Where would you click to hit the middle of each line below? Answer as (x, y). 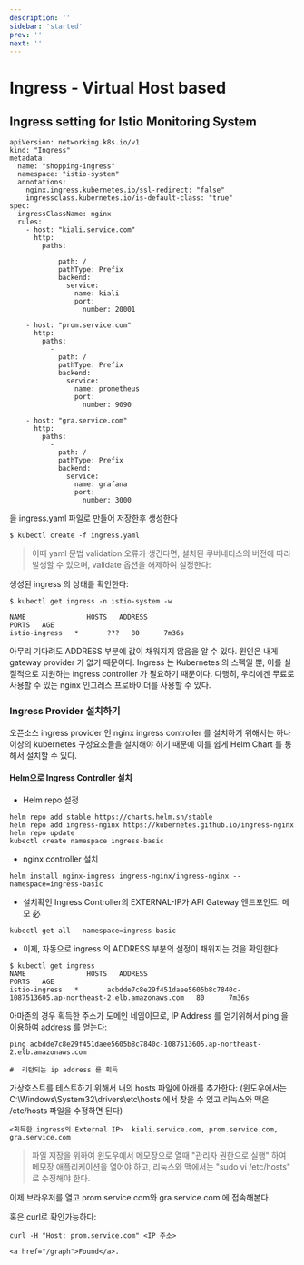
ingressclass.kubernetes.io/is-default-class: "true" (129, 198)
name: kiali (97, 294)
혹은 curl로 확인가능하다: (53, 1216)
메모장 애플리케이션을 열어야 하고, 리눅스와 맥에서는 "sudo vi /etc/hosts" (161, 1166)
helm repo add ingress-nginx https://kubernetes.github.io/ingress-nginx (152, 825)
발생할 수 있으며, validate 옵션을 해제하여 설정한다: (121, 565)
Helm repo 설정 (50, 800)
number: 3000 (107, 501)
